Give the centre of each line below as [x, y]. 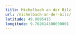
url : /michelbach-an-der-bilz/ [38, 14]
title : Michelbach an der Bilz [38, 10]
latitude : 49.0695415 [28, 19]
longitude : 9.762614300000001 [37, 24]
